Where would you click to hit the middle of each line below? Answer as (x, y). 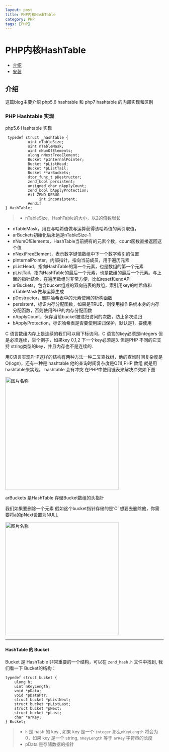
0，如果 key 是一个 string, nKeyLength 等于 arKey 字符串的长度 (89, 738)
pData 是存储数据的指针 (50, 744)
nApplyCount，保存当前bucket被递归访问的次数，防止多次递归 (77, 317)
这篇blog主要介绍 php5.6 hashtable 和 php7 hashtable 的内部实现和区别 (79, 102)
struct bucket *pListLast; (43, 704)
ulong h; (23, 682)
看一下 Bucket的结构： (33, 668)
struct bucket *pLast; (38, 713)
